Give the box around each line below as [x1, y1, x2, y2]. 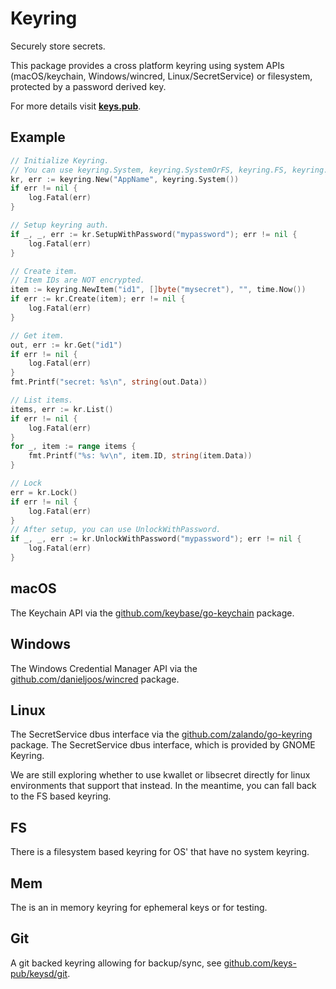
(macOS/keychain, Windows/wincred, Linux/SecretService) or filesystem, [10, 70, 313, 82]
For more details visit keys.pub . [10, 100, 142, 112]
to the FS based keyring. [10, 790, 112, 802]
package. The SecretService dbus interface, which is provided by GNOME [10, 739, 316, 751]
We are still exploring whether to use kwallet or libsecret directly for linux [10, 769, 311, 781]
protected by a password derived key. [10, 80, 167, 92]
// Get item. [10, 330, 65, 341]
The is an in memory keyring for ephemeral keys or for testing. [10, 901, 268, 913]
